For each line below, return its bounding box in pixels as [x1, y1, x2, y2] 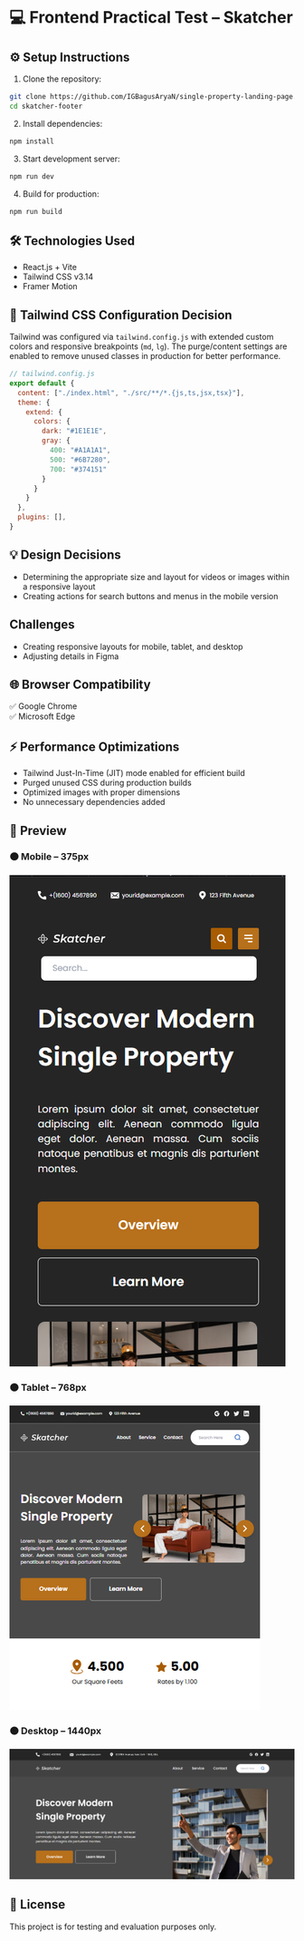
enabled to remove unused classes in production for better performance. [9, 351, 281, 361]
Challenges [9, 617, 75, 633]
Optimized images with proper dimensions [22, 787, 181, 798]
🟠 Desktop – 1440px [9, 1724, 102, 1737]
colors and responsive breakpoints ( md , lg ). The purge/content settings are [9, 341, 288, 352]
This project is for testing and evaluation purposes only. [9, 1921, 217, 1932]
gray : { [42, 436, 71, 445]
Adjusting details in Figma [22, 650, 119, 662]
